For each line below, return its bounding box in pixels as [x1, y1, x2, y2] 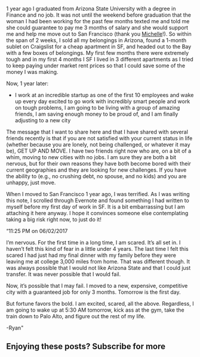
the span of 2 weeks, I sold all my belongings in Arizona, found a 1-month [6, 37, 187, 44]
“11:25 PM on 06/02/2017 [6, 228, 68, 234]
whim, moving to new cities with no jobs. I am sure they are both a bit [6, 154, 177, 160]
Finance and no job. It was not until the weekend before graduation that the [6, 11, 191, 18]
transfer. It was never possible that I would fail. [6, 271, 121, 278]
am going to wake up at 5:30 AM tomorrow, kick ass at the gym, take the [6, 306, 184, 313]
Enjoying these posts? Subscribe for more [6, 342, 166, 352]
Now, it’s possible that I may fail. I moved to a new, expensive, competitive [6, 283, 188, 289]
